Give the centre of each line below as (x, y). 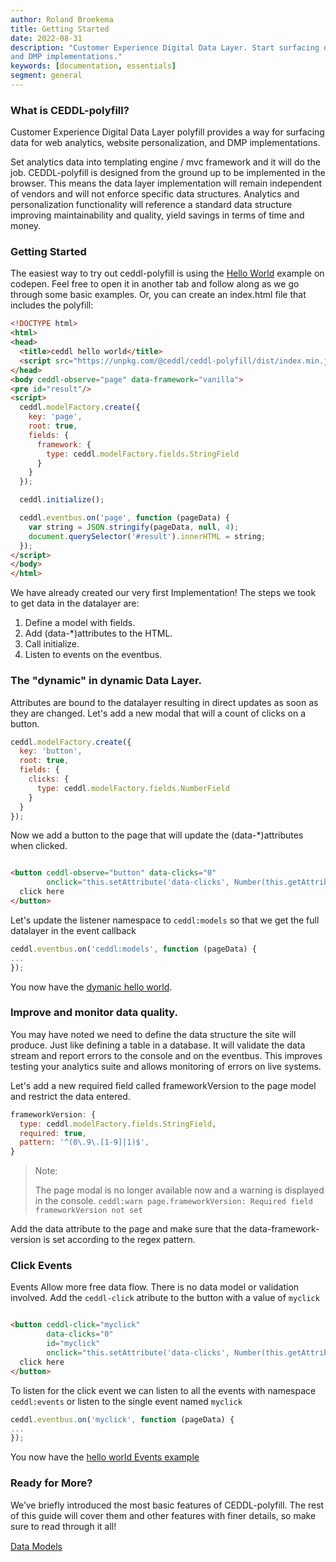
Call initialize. (52, 644)
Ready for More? (51, 1483)
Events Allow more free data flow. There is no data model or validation (155, 1287)
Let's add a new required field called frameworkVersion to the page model (163, 1085)
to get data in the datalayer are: (75, 603)
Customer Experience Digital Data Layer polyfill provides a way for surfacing (167, 132)
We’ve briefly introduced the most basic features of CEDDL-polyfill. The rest (167, 1505)
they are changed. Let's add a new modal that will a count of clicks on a (158, 713)
